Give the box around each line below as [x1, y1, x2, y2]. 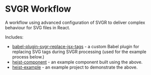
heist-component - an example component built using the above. [12, 59, 143, 65]
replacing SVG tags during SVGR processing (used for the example [12, 49, 147, 55]
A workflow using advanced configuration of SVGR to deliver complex [5, 19, 145, 25]
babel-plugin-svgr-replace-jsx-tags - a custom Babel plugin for [12, 43, 140, 49]
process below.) [12, 54, 45, 59]
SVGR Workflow [5, 3, 72, 15]
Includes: [5, 34, 23, 40]
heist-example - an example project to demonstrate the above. [12, 64, 138, 70]
